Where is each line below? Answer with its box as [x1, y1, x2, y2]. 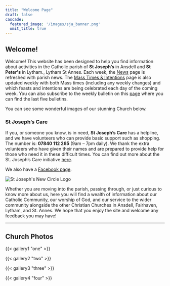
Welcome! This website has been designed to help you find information [5, 58, 154, 64]
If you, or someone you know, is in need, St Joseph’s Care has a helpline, [5, 130, 158, 136]
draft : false [5, 12, 33, 17]
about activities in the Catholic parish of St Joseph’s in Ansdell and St [5, 64, 151, 70]
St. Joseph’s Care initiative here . [5, 157, 72, 163]
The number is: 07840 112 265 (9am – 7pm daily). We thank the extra [5, 140, 150, 147]
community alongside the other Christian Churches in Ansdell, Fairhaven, [5, 202, 158, 208]
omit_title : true [10, 26, 47, 31]
